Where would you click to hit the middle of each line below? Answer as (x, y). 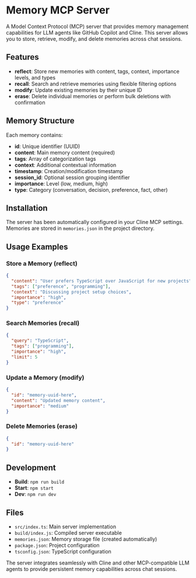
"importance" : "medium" (40, 406)
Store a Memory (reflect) (42, 263)
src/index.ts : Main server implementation (65, 527)
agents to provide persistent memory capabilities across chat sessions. (92, 569)
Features (22, 57)
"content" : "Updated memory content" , (59, 400)
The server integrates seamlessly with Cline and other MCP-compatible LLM (98, 563)
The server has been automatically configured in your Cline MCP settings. (95, 222)
